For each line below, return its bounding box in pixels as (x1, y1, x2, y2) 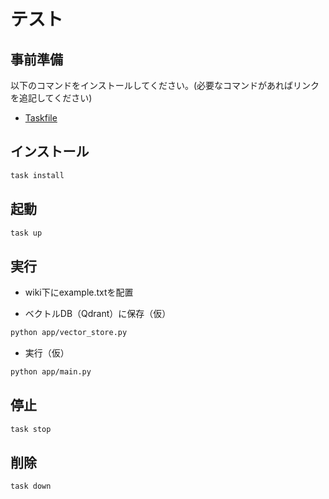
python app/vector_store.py (10, 328, 128, 338)
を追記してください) (10, 92, 93, 104)
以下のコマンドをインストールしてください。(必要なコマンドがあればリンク (10, 80, 320, 91)
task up (10, 228, 43, 238)
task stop (10, 424, 52, 434)
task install (10, 170, 65, 180)
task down (10, 481, 52, 492)
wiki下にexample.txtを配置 (24, 286, 134, 299)
